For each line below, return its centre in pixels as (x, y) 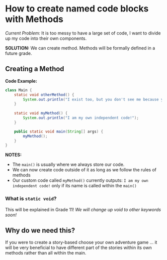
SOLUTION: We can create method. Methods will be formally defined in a (80, 48)
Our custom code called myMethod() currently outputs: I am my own (80, 180)
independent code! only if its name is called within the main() (74, 186)
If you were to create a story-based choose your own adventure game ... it (81, 243)
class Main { (19, 90)
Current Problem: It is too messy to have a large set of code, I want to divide (83, 33)
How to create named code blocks (77, 9)
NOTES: (13, 155)
